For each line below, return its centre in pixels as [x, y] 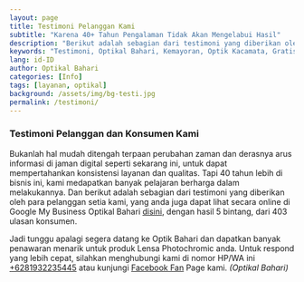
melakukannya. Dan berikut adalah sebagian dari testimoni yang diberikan [147, 192]
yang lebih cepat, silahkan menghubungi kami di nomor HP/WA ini [133, 258]
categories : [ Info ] [46, 77]
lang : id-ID [32, 60]
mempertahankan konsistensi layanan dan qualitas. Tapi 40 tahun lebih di [146, 172]
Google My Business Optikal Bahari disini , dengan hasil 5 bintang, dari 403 [148, 211]
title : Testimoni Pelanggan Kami [72, 26]
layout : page [34, 18]
